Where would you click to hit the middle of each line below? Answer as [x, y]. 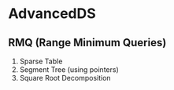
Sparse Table [41, 61]
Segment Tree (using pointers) [69, 70]
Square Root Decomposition [65, 78]
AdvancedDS [52, 14]
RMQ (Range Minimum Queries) [87, 43]
